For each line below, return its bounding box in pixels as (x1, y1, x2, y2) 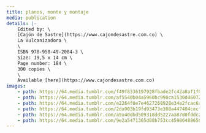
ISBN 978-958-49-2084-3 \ (17, 49, 84, 55)
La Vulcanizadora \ (17, 37, 67, 44)
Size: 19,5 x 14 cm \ (17, 55, 72, 61)
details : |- (6, 20, 37, 26)
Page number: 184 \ (17, 60, 67, 66)
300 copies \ (17, 66, 51, 72)
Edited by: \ (17, 26, 51, 32)
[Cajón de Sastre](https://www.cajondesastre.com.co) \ (17, 32, 164, 38)
